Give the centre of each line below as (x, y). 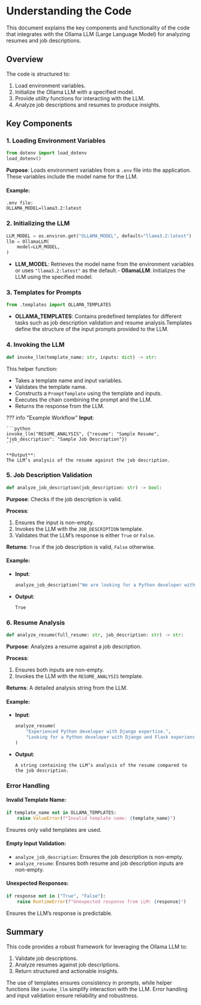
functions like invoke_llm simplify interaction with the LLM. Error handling (97, 989)
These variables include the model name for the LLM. (72, 177)
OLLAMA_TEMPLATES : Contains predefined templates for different (98, 316)
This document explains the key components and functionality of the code (98, 28)
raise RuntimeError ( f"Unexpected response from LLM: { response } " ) (102, 902)
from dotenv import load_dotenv (46, 153)
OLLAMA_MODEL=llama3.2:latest (44, 209)
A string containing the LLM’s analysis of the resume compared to (101, 765)
